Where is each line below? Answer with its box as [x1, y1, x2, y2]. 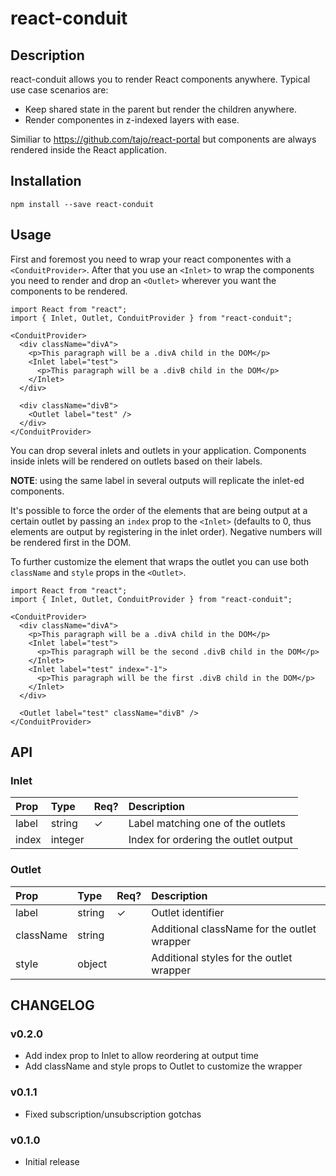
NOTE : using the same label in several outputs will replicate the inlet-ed [10, 474, 305, 486]
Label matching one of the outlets [128, 817, 286, 831]
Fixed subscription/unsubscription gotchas [24, 1108, 202, 1120]
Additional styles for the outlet [151, 950, 293, 964]
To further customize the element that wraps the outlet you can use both [10, 555, 310, 567]
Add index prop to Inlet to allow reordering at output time [24, 1050, 259, 1062]
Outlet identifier [151, 905, 225, 919]
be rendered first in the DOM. [10, 536, 132, 548]
